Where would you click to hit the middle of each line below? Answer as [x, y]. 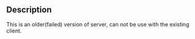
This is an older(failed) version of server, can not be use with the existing [98, 24]
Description [29, 10]
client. [14, 31]
